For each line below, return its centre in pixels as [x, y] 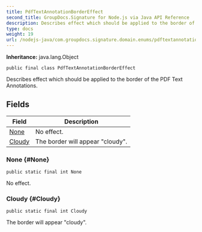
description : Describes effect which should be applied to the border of [101, 23]
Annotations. [22, 86]
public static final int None [44, 172]
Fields [18, 105]
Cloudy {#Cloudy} [33, 199]
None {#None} [28, 159]
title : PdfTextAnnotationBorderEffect [55, 12]
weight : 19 [20, 34]
